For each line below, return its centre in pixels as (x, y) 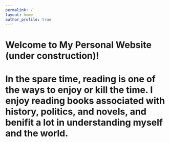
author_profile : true (28, 19)
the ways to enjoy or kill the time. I (79, 90)
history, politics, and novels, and (76, 112)
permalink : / (19, 10)
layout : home (19, 15)
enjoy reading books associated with (85, 101)
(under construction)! (52, 55)
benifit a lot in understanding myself (84, 122)
